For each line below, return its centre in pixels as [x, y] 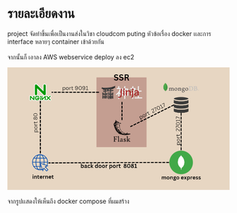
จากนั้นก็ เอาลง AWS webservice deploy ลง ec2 [71, 57]
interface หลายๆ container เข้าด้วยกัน [56, 42]
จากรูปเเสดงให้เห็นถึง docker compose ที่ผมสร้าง [68, 201]
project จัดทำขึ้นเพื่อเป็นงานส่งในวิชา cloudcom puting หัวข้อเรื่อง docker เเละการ [109, 33]
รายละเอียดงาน [41, 14]
